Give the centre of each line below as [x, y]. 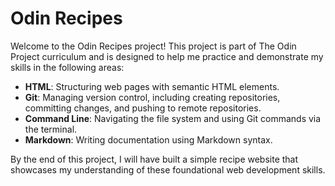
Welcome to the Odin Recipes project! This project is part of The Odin [153, 46]
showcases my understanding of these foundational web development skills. [168, 169]
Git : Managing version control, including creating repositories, [152, 97]
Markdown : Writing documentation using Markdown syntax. [148, 139]
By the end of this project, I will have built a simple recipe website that [154, 159]
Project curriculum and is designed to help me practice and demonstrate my [167, 56]
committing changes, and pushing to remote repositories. [143, 108]
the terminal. [51, 129]
